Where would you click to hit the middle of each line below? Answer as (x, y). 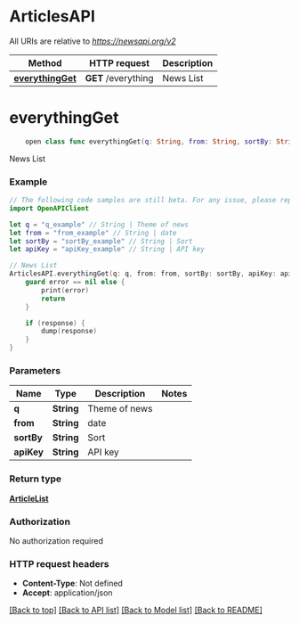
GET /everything (119, 78)
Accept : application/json (67, 593)
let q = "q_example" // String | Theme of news (99, 225)
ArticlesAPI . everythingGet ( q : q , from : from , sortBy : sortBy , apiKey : (143, 274)
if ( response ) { (56, 323)
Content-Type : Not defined (72, 583)
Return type (36, 479)
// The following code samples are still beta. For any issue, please (143, 201)
